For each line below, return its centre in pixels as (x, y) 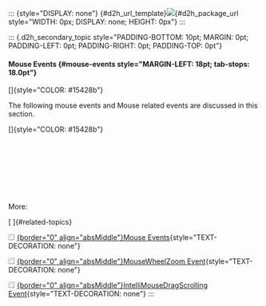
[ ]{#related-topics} (40, 222)
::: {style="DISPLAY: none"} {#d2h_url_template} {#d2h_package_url (123, 13)
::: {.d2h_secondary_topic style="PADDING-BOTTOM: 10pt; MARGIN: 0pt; (129, 37)
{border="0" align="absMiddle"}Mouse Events (93, 237)
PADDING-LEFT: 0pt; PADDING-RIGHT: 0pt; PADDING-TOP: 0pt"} (115, 45)
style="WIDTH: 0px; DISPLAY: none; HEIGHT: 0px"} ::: (97, 22)
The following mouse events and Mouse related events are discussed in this (133, 106)
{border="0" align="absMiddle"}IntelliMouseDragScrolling (113, 285)
